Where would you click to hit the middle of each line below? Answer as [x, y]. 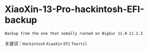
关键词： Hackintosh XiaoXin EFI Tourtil [46, 43]
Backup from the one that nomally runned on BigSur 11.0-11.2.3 [74, 33]
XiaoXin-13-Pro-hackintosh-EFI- [74, 9]
